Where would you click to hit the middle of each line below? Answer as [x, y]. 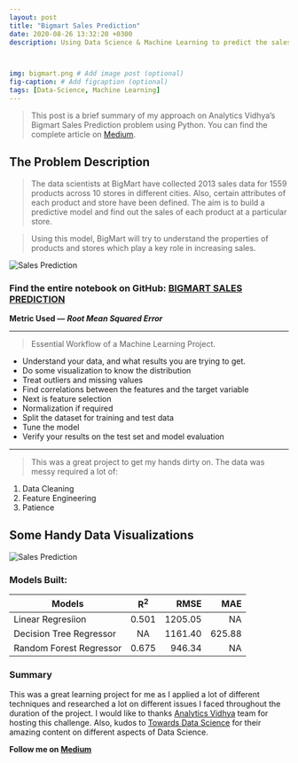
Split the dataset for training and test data [98, 417]
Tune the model [51, 427]
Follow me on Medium [51, 749]
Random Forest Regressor [68, 649]
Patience [38, 507]
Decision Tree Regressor [65, 633]
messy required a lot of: [74, 471]
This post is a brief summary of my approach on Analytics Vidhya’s [153, 115]
